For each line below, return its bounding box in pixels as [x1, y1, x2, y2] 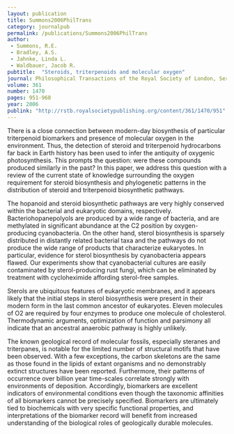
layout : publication [7, 10, 68, 17]
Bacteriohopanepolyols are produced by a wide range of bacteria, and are [7, 214, 219, 222]
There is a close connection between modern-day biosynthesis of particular [7, 126, 226, 134]
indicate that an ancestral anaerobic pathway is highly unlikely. [7, 323, 187, 332]
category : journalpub [7, 23, 70, 30]
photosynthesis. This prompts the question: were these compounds [7, 156, 201, 164]
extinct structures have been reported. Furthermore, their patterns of [7, 366, 205, 375]
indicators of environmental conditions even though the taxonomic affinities [7, 389, 224, 397]
